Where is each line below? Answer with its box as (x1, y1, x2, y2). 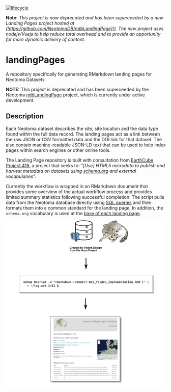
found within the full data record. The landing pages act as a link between (6, 130, 160, 137)
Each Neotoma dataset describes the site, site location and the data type (6, 125, 158, 132)
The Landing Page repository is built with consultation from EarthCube (6, 157, 154, 163)
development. (6, 97, 35, 103)
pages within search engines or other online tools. (6, 147, 111, 153)
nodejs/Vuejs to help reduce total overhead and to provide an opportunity (6, 31, 161, 37)
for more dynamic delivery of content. (6, 36, 85, 42)
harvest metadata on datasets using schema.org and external (6, 168, 136, 174)
